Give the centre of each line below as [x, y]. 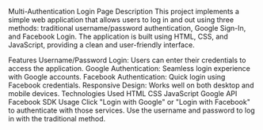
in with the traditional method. [57, 119]
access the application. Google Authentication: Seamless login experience [130, 69]
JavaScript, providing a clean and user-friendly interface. [102, 45]
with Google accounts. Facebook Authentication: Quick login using [117, 77]
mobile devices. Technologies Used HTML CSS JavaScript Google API [123, 93]
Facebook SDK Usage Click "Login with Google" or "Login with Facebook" [130, 102]
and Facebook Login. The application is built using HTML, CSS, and [118, 36]
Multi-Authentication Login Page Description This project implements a [124, 11]
